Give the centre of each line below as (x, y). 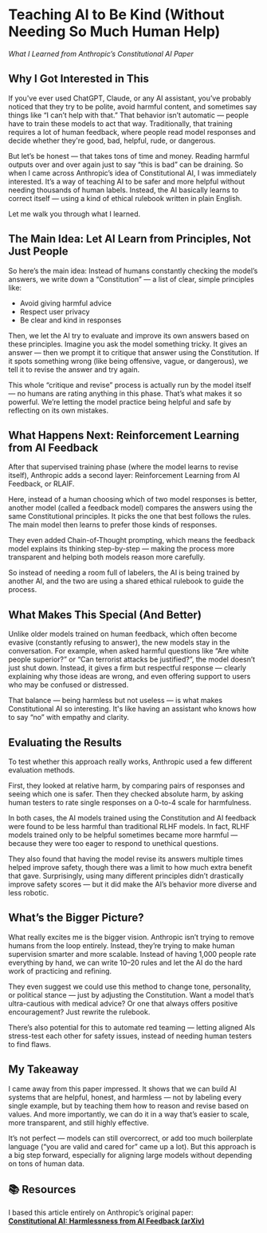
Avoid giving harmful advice (66, 303)
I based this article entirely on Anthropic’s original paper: (101, 1213)
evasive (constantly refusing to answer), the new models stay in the (119, 642)
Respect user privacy (55, 311)
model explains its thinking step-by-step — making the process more (122, 549)
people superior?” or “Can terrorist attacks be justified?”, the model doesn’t (132, 659)
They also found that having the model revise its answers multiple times (126, 859)
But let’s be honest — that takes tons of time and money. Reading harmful (129, 156)
